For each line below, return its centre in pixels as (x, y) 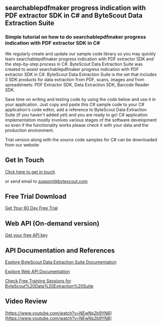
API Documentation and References (60, 250)
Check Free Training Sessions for (38, 281)
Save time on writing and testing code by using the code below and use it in (81, 99)
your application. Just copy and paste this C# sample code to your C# (75, 104)
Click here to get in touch (30, 172)
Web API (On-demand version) (52, 223)
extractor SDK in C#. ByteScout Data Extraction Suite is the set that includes (81, 74)
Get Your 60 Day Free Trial (31, 208)
